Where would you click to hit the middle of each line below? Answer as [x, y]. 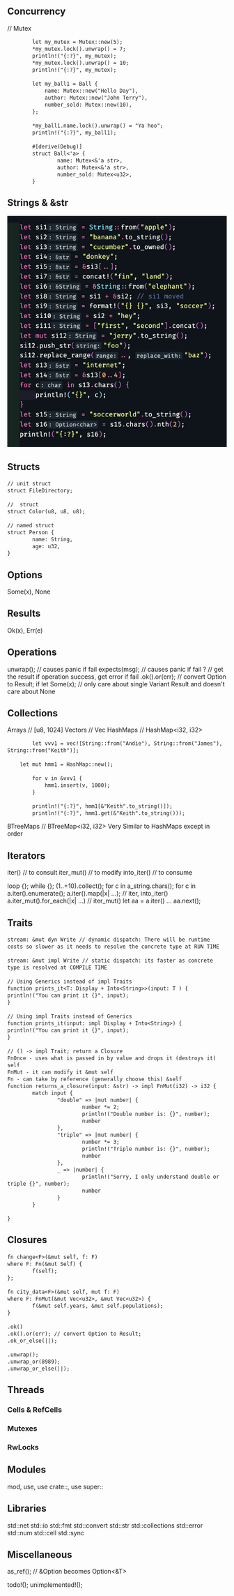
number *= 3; [101, 1142]
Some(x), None [29, 592]
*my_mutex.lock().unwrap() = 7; [79, 49]
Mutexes [22, 1429]
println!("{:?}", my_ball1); [75, 133]
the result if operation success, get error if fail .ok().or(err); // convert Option [117, 677]
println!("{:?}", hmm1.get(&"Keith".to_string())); [109, 813]
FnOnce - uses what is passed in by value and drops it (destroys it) [112, 1059]
